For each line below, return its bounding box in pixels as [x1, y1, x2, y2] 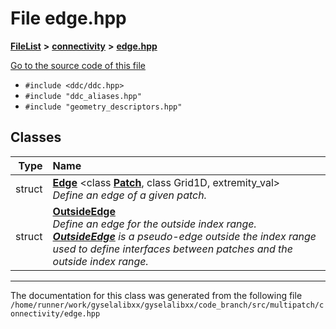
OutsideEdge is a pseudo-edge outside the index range [52, 229, 317, 243]
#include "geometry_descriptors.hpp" [24, 102, 183, 112]
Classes [10, 129, 62, 146]
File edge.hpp [10, 7, 127, 30]
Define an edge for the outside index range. [52, 217, 257, 231]
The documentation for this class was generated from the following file [10, 289, 303, 301]
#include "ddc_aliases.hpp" [24, 91, 142, 101]
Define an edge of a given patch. [52, 188, 207, 202]
